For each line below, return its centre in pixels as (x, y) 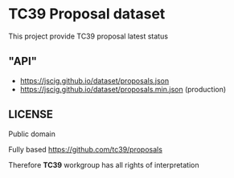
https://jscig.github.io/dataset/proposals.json (94, 80)
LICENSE (31, 114)
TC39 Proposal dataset (87, 14)
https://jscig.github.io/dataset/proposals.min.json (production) (123, 89)
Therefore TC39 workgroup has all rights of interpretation (104, 164)
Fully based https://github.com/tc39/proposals (86, 149)
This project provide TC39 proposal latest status (88, 36)
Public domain (32, 134)
